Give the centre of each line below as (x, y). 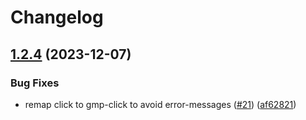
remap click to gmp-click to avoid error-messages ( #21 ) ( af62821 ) (160, 104)
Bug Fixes (35, 83)
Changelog (57, 17)
